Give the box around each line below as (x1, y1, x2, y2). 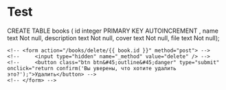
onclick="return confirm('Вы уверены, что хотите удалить (7, 65, 177, 72)
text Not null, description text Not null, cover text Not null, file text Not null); (7, 33, 220, 42)
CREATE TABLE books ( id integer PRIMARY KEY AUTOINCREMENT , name (7, 27, 218, 35)
